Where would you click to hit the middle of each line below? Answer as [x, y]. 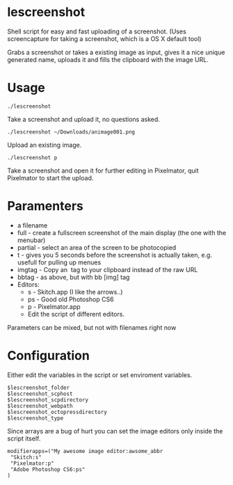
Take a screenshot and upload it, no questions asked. [83, 119]
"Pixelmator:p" [32, 463]
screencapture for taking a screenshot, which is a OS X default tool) [104, 38]
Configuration [49, 356]
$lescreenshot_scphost [40, 394]
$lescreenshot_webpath [40, 406]
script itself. [24, 438]
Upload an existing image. [45, 145]
